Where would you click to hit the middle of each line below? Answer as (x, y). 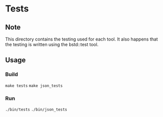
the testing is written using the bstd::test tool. (52, 44)
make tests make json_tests (34, 85)
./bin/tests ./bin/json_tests (36, 109)
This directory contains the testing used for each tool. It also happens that (81, 39)
